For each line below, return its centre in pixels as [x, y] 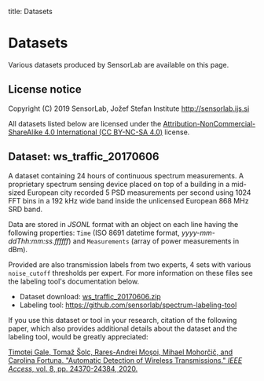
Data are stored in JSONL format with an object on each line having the [123, 224]
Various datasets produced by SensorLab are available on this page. [119, 64]
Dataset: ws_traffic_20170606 [84, 157]
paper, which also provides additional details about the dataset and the [123, 328]
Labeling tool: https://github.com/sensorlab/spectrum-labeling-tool [128, 305]
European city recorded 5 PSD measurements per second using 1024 [139, 192]
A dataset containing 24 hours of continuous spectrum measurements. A [126, 175]
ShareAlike [26, 132]
